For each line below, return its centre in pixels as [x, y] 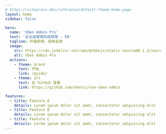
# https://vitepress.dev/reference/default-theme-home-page [68, 10]
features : [15, 96]
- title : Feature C [30, 119]
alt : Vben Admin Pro [35, 55]
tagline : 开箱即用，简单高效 [36, 42]
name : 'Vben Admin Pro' [34, 33]
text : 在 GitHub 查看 [39, 83]
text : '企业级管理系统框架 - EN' [41, 37]
